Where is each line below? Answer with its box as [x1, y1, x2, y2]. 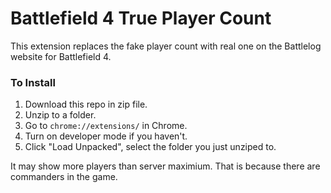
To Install [10, 75, 56, 89]
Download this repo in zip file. [24, 98, 148, 111]
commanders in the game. [10, 171, 118, 183]
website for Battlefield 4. [10, 50, 112, 62]
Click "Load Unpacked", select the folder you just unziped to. [24, 141, 277, 153]
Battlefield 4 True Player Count [10, 7, 272, 30]
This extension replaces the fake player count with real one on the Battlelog [10, 40, 322, 52]
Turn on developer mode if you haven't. [24, 130, 188, 142]
